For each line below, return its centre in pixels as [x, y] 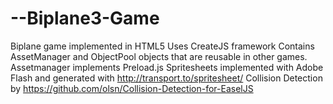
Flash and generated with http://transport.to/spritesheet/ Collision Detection [166, 78]
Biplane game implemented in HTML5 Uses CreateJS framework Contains [162, 46]
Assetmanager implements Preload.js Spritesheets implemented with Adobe [167, 67]
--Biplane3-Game [85, 18]
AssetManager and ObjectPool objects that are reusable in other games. [159, 56]
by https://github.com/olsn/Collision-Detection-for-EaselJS [132, 88]
